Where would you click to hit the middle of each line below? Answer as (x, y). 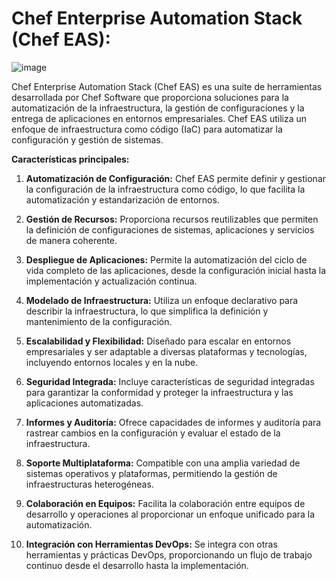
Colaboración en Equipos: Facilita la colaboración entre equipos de (165, 503)
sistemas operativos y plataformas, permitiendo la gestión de (151, 473)
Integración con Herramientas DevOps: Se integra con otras (151, 544)
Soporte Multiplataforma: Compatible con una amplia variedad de (163, 463)
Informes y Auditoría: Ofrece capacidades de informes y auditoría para (173, 422)
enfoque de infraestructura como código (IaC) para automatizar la (147, 129)
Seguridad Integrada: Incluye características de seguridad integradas (170, 381)
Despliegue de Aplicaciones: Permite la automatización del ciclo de (166, 259)
